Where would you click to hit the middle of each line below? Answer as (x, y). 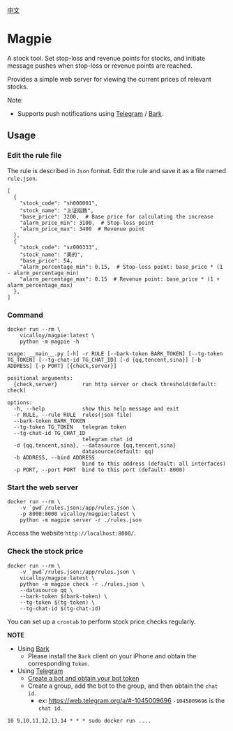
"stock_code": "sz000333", (59, 247)
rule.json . (22, 178)
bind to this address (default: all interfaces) (154, 464)
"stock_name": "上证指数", (57, 211)
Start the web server (43, 487)
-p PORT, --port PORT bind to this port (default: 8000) (100, 470)
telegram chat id (107, 439)
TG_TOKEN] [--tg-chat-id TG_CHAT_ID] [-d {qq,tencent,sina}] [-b (104, 360)
